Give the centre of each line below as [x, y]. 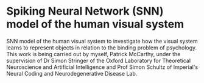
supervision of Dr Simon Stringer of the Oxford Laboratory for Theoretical [98, 60]
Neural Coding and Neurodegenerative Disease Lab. [72, 73]
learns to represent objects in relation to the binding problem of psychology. [102, 48]
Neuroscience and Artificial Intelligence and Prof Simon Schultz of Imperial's [102, 67]
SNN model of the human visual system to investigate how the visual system [102, 41]
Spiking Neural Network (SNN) [85, 11]
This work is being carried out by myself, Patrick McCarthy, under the [93, 54]
